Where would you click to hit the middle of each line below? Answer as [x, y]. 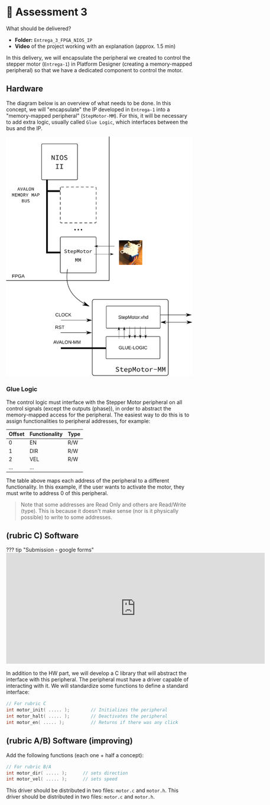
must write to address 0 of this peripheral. [57, 493]
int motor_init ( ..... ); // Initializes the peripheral [87, 710]
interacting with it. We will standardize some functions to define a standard [97, 686]
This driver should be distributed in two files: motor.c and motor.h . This [92, 791]
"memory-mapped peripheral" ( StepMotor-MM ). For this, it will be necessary [97, 115]
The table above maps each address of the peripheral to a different [88, 480]
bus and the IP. [25, 128]
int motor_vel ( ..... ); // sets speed [62, 779]
